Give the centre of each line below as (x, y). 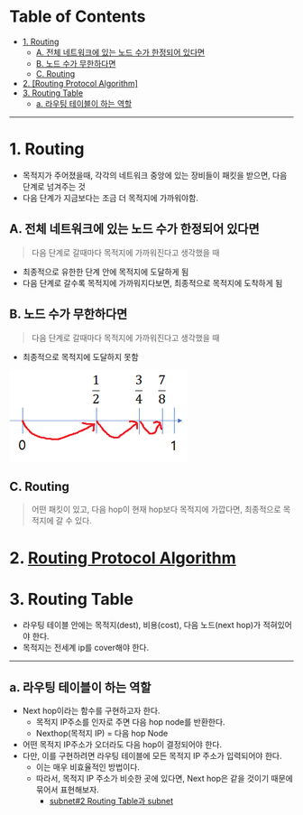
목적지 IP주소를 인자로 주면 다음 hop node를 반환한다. (130, 722)
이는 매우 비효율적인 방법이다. (87, 767)
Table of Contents (78, 17)
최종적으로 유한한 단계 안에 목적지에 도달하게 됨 (106, 272)
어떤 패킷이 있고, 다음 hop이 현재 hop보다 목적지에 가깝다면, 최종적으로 (156, 509)
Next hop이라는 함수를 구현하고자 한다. (91, 711)
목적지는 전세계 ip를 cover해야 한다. (86, 648)
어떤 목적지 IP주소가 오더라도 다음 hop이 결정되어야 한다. (122, 745)
